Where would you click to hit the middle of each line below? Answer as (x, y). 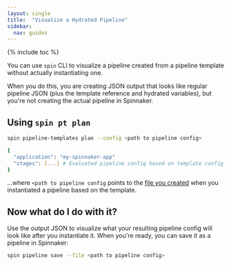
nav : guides (31, 33)
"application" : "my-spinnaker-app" (64, 157)
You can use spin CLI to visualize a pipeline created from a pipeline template (116, 65)
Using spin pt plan (49, 122)
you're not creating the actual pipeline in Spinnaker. (80, 101)
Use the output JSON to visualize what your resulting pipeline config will (110, 228)
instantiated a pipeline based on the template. (72, 190)
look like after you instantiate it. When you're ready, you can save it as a (109, 236)
